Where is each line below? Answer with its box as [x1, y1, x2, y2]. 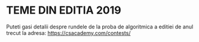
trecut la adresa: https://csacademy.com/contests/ [6, 29, 131, 36]
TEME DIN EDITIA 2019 [6, 4, 121, 17]
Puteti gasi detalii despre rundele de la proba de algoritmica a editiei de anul [6, 23, 194, 30]
